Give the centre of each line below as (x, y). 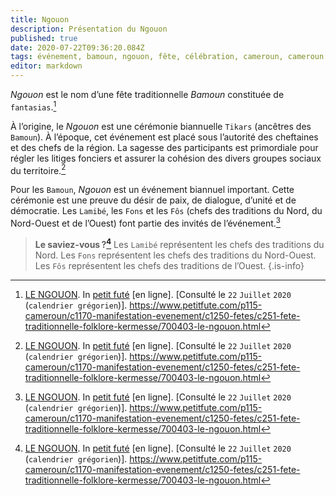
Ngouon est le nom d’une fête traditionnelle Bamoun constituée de (147, 94)
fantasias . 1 (33, 106)
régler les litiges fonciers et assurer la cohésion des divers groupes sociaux (166, 158)
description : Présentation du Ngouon (89, 29)
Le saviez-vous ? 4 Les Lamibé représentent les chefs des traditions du (179, 243)
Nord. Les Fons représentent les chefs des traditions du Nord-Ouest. (175, 255)
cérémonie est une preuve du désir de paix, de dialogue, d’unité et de (153, 200)
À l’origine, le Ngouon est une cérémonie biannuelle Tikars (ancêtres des (161, 126)
